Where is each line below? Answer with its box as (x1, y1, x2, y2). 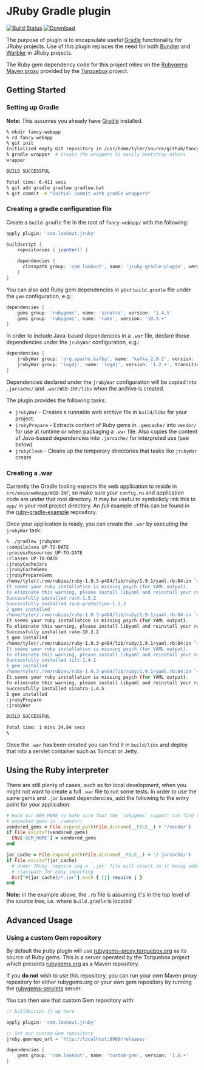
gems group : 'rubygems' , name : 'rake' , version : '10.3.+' (17, 315, 167, 322)
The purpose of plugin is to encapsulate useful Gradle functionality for (6, 36, 182, 43)
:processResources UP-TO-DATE (6, 549, 83, 556)
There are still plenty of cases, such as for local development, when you (6, 781, 186, 788)
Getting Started (6, 85, 66, 96)
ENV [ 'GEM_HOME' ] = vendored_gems (12, 835, 97, 841)
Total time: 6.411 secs (6, 179, 67, 185)
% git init (6, 140, 34, 147)
